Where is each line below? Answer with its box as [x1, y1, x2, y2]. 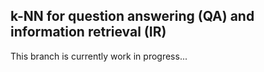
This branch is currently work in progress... [10, 50, 188, 62]
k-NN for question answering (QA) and [10, 8, 255, 25]
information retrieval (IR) [10, 24, 167, 41]
